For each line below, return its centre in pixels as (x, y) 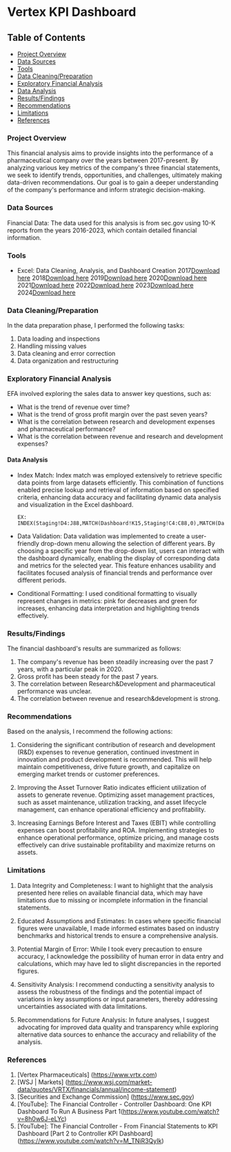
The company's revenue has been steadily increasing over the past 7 (115, 661)
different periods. (42, 580)
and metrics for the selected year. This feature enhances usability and (117, 565)
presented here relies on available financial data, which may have (110, 893)
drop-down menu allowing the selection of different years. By (128, 543)
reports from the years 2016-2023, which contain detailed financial (102, 230)
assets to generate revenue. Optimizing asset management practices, (116, 795)
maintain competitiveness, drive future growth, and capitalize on (108, 767)
